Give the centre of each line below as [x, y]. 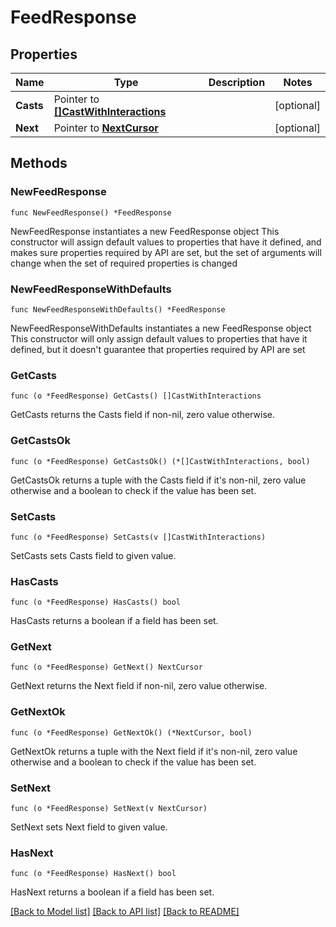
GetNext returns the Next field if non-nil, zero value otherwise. [139, 686]
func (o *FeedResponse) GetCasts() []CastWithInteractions [136, 396]
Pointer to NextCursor [106, 128]
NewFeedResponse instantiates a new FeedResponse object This [145, 231]
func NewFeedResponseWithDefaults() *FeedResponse [118, 309]
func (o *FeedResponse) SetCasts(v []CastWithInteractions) [138, 537]
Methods [39, 163]
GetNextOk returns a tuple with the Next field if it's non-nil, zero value [154, 751]
